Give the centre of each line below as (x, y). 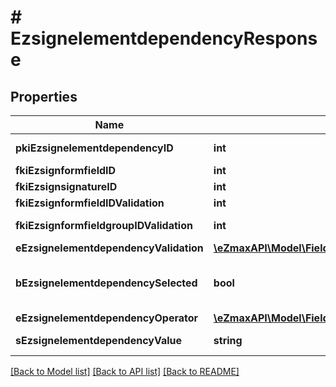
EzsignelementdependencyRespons (164, 38)
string (228, 340)
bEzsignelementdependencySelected (106, 283)
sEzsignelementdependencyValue (99, 340)
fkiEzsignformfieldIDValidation (90, 203)
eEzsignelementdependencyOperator (107, 318)
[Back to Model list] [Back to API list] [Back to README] (125, 371)
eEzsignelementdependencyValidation (109, 248)
